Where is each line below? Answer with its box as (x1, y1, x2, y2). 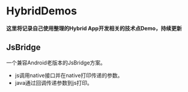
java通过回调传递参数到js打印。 (14, 79, 93, 86)
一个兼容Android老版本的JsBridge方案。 (6, 59, 106, 66)
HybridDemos (6, 4, 77, 18)
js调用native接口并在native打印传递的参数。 (14, 72, 123, 79)
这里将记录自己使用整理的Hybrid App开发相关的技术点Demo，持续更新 (6, 24, 182, 32)
